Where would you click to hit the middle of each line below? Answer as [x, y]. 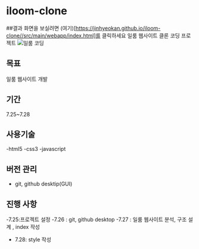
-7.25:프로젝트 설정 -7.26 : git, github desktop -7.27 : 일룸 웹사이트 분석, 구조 [97, 219]
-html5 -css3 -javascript [36, 149]
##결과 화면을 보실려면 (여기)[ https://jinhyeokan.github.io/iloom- [83, 28]
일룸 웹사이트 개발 [27, 79]
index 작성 [28, 227]
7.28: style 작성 [33, 239]
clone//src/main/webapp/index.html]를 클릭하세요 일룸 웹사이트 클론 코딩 [93, 35]
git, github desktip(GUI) [43, 184]
